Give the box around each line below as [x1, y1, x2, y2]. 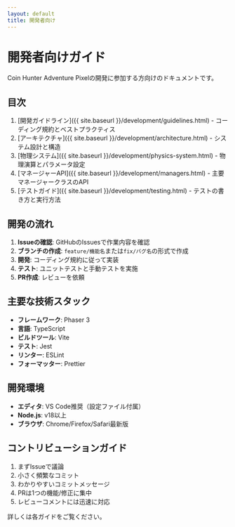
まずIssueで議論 [17, 462, 65, 471]
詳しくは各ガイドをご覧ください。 [7, 512, 106, 521]
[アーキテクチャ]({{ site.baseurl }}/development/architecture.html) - [17, 134, 213, 143]
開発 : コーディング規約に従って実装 [17, 256, 119, 264]
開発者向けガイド [7, 49, 107, 65]
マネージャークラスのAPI [17, 178, 89, 186]
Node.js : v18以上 [17, 410, 67, 419]
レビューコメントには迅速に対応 [17, 497, 110, 506]
